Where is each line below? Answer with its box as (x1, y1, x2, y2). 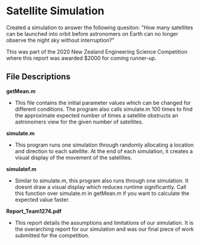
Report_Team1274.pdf (6, 207, 61, 215)
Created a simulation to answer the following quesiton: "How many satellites (6, 24, 193, 31)
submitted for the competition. (14, 231, 90, 239)
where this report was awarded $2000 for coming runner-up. (6, 54, 157, 61)
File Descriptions (6, 72, 70, 82)
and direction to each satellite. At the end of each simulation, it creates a (14, 147, 193, 154)
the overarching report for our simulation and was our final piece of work (14, 225, 194, 232)
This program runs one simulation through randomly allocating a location (14, 141, 194, 148)
